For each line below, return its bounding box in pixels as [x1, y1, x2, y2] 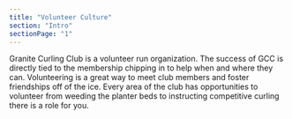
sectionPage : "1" [9, 29, 73, 38]
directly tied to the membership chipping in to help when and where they [9, 63, 273, 73]
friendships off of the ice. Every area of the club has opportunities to [9, 81, 258, 93]
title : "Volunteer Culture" [9, 12, 113, 22]
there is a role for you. [9, 100, 90, 111]
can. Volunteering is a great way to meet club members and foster [9, 72, 250, 83]
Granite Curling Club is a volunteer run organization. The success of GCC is [9, 54, 284, 64]
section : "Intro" [9, 21, 73, 30]
